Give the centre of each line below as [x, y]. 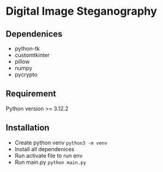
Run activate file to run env [49, 155]
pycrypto [26, 74]
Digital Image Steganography [81, 11]
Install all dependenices [44, 149]
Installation [28, 128]
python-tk [27, 48]
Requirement [31, 94]
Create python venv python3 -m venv [61, 143]
